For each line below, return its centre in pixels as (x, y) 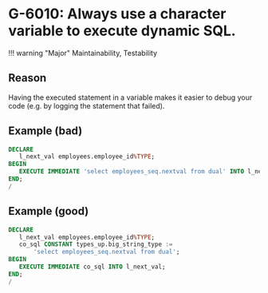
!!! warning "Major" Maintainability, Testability (83, 53)
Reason (28, 78)
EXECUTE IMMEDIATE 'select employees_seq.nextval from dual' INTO (132, 172)
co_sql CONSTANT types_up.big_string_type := (96, 244)
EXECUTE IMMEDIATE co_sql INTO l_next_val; (92, 267)
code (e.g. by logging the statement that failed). (87, 105)
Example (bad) (45, 131)
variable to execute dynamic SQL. (122, 31)
